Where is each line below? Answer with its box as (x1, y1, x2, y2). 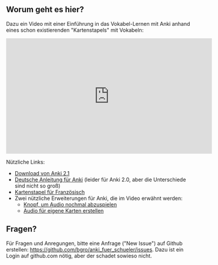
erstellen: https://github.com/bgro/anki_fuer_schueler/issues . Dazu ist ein (6, 246, 184, 253)
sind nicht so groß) (14, 182, 61, 189)
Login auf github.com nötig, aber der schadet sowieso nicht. (6, 252, 152, 259)
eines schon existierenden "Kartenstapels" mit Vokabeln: (6, 26, 144, 33)
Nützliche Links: (6, 158, 45, 165)
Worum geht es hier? (6, 5, 84, 15)
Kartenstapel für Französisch (14, 188, 85, 195)
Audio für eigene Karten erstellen (23, 207, 104, 214)
